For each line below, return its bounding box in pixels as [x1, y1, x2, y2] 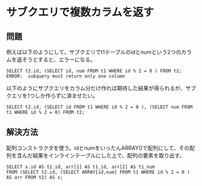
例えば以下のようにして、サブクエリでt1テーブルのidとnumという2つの [6, 49, 181, 55]
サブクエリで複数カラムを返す [6, 5, 154, 19]
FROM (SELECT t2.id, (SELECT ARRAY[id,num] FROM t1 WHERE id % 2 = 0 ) [6, 169, 190, 175]
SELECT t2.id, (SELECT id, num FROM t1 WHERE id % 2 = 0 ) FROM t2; [6, 68, 182, 74]
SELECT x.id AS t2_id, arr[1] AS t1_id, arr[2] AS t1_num [6, 164, 155, 170]
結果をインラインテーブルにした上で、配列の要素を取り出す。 [32, 152, 185, 159]
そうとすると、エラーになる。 [22, 56, 96, 63]
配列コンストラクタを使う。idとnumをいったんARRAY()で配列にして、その [6, 144, 190, 151]
